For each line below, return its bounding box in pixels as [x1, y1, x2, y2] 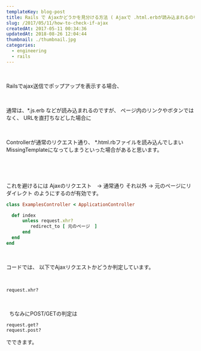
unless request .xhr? [22, 218, 74, 224]
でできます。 [6, 338, 38, 346]
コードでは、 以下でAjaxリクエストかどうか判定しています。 [6, 263, 154, 271]
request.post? [6, 327, 42, 333]
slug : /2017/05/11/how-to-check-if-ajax [6, 20, 109, 26]
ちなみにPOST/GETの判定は [8, 310, 78, 317]
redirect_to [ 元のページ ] [30, 223, 98, 230]
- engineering [11, 48, 47, 54]
